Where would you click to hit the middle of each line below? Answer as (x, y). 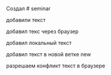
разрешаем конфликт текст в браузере (56, 66)
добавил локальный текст (39, 43)
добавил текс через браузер (42, 31)
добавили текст (26, 20)
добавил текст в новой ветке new (49, 54)
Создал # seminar (28, 9)
